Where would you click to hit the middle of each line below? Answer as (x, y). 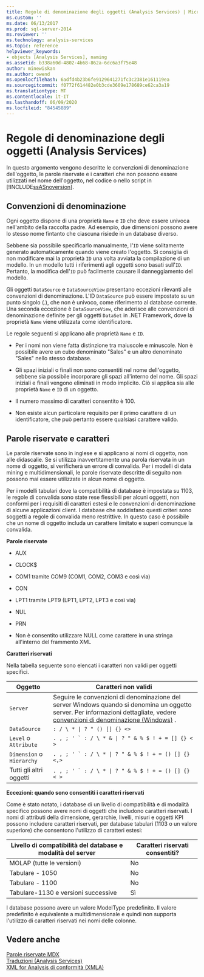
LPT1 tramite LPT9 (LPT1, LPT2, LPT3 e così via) (75, 600)
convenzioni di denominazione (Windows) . (115, 720)
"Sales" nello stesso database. (53, 358)
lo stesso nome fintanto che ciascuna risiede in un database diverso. (92, 234)
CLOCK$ (26, 565)
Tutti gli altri (26, 770)
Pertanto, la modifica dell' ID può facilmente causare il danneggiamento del (100, 272)
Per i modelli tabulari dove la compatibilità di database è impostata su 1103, (100, 491)
